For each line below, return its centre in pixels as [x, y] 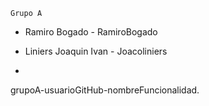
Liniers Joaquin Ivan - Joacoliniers [96, 51]
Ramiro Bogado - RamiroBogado [91, 32]
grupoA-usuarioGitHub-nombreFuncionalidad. [105, 90]
